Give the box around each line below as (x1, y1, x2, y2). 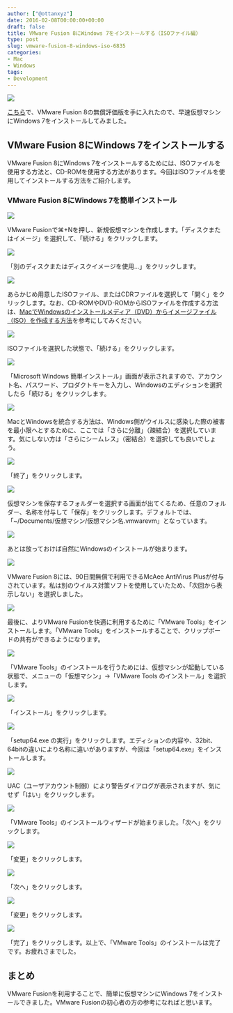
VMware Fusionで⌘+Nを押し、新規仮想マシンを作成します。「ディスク (7, 226, 209, 234)
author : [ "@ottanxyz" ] (7, 10, 73, 17)
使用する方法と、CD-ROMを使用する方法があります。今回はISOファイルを (7, 168, 219, 176)
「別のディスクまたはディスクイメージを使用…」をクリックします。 (7, 262, 200, 271)
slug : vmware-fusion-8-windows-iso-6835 (7, 43, 127, 49)
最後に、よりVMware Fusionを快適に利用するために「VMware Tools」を (7, 618, 214, 626)
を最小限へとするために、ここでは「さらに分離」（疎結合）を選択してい (7, 426, 211, 434)
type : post (7, 36, 39, 43)
